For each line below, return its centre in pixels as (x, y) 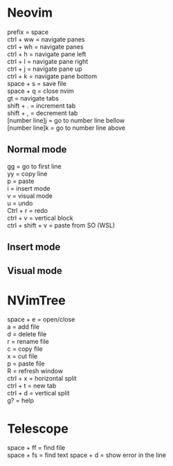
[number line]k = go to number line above (66, 128)
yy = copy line (27, 173)
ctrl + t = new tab (32, 386)
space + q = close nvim (40, 91)
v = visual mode (30, 196)
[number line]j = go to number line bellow (66, 120)
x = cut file (22, 356)
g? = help (21, 401)
